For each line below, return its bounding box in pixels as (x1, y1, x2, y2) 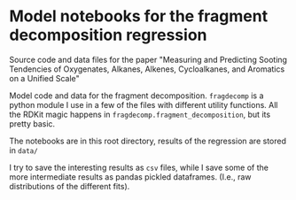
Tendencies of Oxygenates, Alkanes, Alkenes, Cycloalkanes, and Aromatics (9, 64, 285, 74)
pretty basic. (9, 118, 56, 129)
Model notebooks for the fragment (9, 6, 269, 27)
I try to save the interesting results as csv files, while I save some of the (9, 162, 269, 173)
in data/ (9, 144, 38, 156)
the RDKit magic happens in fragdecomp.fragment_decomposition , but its (9, 109, 271, 119)
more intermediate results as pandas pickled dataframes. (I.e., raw (9, 171, 252, 182)
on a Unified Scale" (9, 73, 80, 83)
